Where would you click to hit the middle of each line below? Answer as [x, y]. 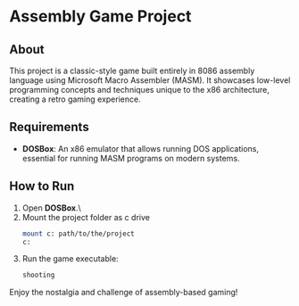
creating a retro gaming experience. [75, 99]
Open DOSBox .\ [52, 208]
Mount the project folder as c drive [86, 217]
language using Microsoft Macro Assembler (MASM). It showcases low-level [150, 80]
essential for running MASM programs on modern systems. [131, 158]
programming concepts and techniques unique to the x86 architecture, [139, 90]
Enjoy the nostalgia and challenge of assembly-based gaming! [124, 293]
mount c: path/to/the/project [79, 234]
